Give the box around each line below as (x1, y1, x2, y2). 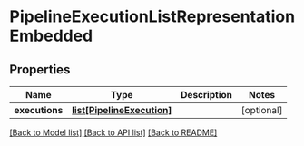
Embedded (9, 25, 93, 46)
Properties (9, 62, 71, 77)
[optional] (240, 104, 283, 116)
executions (14, 104, 64, 116)
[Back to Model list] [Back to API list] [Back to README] (9, 127, 218, 138)
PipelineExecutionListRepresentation (9, 6, 296, 27)
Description (181, 89, 233, 101)
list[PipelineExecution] (72, 104, 172, 116)
